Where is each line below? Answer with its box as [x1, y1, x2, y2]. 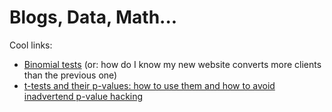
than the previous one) [23, 69, 118, 81]
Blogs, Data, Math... [9, 6, 178, 29]
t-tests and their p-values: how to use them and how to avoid [23, 79, 276, 91]
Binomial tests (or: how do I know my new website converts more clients [23, 58, 322, 70]
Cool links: [9, 39, 53, 51]
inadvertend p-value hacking [23, 90, 144, 102]
